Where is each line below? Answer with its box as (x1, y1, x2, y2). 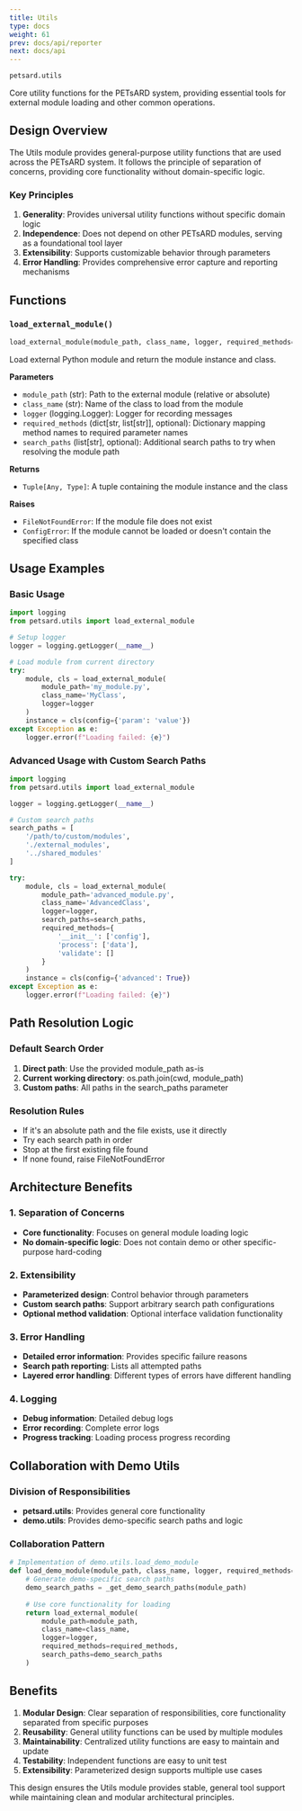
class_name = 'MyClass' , (41, 691, 127, 700)
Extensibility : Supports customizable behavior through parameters (22, 247, 271, 258)
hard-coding (55, 1246, 102, 1257)
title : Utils (9, 13, 58, 22)
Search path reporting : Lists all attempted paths (22, 1360, 202, 1372)
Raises (9, 498, 36, 509)
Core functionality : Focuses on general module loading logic (22, 1227, 249, 1238)
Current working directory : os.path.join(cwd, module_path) (22, 1072, 244, 1083)
